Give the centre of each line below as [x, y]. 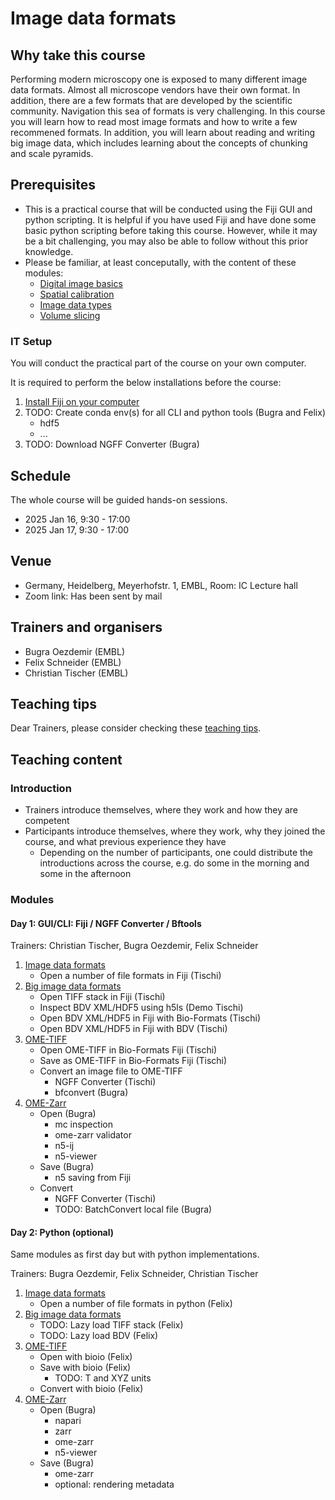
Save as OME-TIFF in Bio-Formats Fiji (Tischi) [133, 1061]
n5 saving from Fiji [93, 1178]
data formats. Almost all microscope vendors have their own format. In [155, 90]
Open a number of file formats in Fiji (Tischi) [130, 976]
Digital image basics [81, 283]
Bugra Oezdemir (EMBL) [75, 651]
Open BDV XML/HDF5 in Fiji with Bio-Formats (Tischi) [150, 1018]
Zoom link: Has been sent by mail [93, 596]
